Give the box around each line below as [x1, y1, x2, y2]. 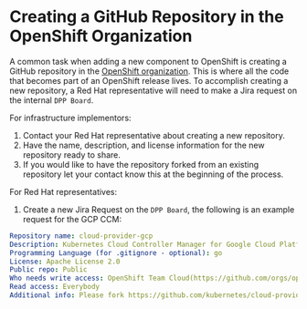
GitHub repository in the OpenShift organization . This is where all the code [9, 66, 290, 77]
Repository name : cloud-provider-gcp [9, 231, 153, 241]
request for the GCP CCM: [22, 213, 122, 224]
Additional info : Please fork [9, 291, 125, 300]
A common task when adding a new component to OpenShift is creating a [9, 56, 288, 67]
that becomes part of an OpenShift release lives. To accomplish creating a [9, 75, 289, 86]
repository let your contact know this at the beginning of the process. [22, 169, 284, 180]
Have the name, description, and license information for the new [22, 139, 265, 150]
